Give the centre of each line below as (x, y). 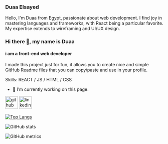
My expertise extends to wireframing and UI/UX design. (63, 29)
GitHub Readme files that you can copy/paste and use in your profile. (76, 70)
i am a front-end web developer (39, 53)
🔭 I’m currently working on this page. (50, 89)
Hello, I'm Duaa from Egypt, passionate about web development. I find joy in (83, 18)
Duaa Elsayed (22, 7)
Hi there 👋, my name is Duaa (40, 42)
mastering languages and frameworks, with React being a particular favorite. (84, 23)
